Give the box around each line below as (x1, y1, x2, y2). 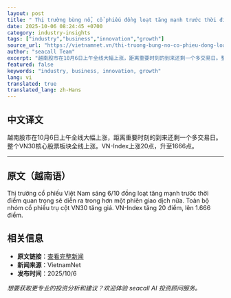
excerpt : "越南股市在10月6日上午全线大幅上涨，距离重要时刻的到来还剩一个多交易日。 (7, 55, 221, 62)
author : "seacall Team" (7, 49, 76, 56)
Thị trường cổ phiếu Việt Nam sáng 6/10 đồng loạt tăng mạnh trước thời (7, 189, 209, 197)
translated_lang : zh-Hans (7, 87, 81, 93)
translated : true (7, 80, 57, 87)
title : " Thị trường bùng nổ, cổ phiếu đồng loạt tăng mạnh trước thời (7, 16, 217, 23)
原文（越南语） (7, 170, 71, 182)
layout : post (7, 10, 45, 17)
